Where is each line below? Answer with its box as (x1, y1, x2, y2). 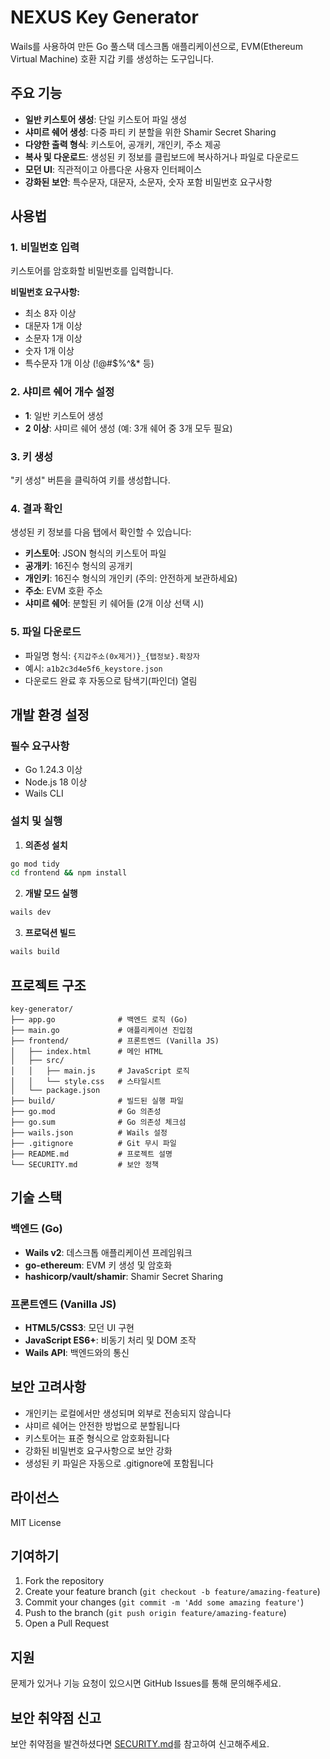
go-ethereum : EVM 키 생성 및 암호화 (24, 1259, 173, 1271)
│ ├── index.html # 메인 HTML (10, 1046, 163, 1056)
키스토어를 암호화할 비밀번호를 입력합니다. (10, 265, 174, 277)
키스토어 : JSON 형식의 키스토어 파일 (24, 547, 167, 560)
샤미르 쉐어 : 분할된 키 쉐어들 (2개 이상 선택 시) (24, 597, 205, 610)
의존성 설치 (24, 839, 68, 851)
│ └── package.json (10, 1085, 101, 1095)
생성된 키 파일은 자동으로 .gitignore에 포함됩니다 (24, 1457, 214, 1469)
